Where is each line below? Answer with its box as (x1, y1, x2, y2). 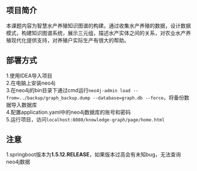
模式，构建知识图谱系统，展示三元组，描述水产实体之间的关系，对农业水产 (6, 29, 186, 36)
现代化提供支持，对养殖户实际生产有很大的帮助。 (11, 37, 130, 44)
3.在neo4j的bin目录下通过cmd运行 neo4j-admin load (6, 86, 131, 93)
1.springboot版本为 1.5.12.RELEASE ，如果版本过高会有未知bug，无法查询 (6, 151, 181, 158)
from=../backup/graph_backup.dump (6, 95, 91, 101)
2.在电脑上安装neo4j (6, 79, 56, 86)
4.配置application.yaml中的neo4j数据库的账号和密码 (6, 109, 131, 116)
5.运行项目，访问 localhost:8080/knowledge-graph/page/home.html (6, 116, 165, 123)
